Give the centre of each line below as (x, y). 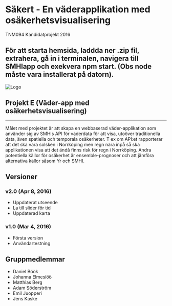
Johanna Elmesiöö (32, 277)
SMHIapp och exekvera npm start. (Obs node (79, 67)
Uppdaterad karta (31, 213)
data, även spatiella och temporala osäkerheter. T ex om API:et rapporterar (84, 139)
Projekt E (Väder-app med (47, 103)
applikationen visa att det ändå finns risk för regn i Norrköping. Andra (78, 150)
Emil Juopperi (27, 293)
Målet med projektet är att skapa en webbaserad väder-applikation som (81, 128)
